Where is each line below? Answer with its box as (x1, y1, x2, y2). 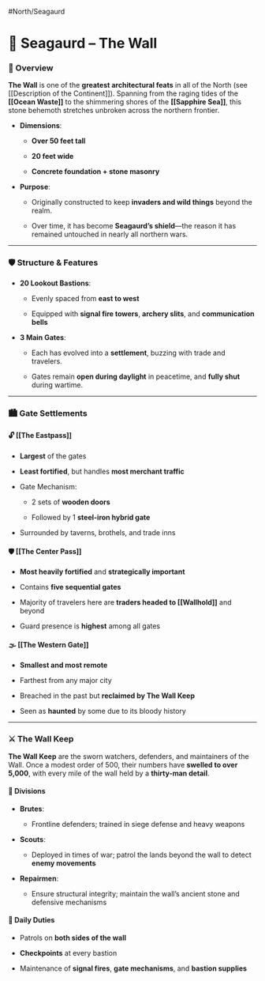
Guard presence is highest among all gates (19, 621, 161, 631)
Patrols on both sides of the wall (19, 933, 127, 943)
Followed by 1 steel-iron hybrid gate (31, 512, 151, 522)
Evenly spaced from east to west (31, 293, 140, 303)
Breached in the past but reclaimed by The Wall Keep (19, 691, 196, 700)
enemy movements (31, 858, 96, 868)
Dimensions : (19, 121, 62, 130)
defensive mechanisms (31, 897, 107, 907)
